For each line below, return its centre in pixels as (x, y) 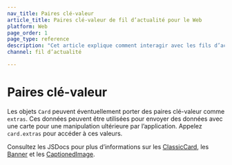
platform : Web (28, 26)
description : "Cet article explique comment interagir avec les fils (109, 46)
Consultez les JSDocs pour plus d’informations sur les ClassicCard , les (108, 146)
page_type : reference (38, 39)
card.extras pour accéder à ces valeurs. (65, 133)
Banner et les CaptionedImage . (51, 154)
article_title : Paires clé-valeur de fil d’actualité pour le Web (105, 20)
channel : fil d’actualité (44, 52)
